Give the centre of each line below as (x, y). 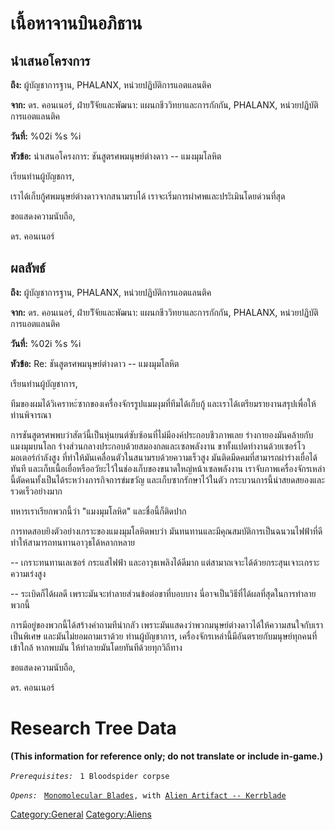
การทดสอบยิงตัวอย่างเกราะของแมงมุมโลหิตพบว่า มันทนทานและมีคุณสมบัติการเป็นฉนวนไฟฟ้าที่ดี (166, 531)
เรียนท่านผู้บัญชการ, (42, 176)
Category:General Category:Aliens (81, 814)
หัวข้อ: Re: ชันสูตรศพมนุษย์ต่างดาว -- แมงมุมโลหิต (95, 363)
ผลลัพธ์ (28, 268)
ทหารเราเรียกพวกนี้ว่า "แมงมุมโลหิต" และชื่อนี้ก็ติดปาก (98, 511)
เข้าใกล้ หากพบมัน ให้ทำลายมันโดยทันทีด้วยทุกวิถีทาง (96, 647)
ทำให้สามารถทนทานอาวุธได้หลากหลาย (72, 542)
